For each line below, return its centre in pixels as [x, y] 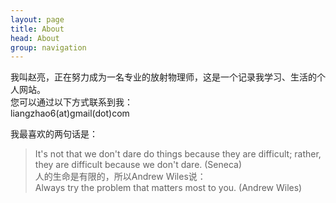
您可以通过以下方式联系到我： [71, 102]
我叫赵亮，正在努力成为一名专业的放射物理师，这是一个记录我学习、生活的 [163, 77]
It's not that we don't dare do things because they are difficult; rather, [178, 154]
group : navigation [48, 47]
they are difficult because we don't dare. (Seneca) [138, 165]
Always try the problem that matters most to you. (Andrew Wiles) [168, 188]
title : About [37, 29]
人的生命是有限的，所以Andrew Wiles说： [120, 177]
